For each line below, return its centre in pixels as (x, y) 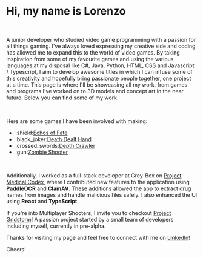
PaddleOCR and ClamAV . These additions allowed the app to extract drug (99, 188)
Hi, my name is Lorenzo (66, 11)
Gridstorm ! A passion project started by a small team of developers (90, 219)
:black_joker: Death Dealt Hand (53, 139)
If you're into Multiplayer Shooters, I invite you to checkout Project (89, 213)
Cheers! (16, 249)
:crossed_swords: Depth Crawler (55, 145)
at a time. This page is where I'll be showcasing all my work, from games (97, 84)
